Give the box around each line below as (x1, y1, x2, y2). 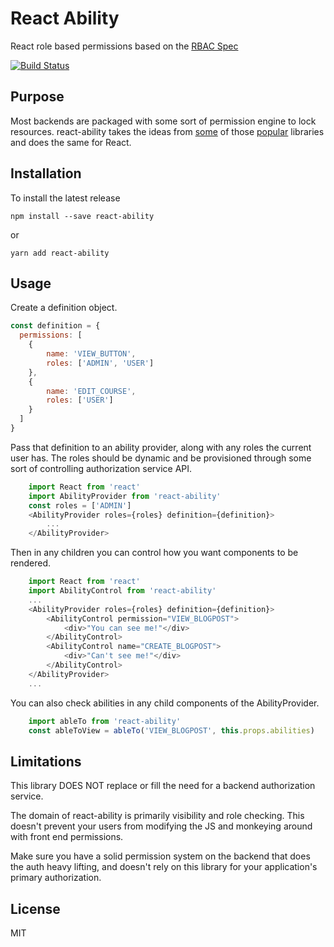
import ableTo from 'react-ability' (28, 716, 182, 726)
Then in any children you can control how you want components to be (10, 547, 299, 559)
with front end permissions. (10, 831, 124, 843)
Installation (10, 165, 82, 182)
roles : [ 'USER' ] (46, 395, 114, 406)
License (10, 900, 61, 917)
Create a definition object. (10, 302, 118, 314)
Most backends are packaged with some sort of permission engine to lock (10, 115, 317, 127)
